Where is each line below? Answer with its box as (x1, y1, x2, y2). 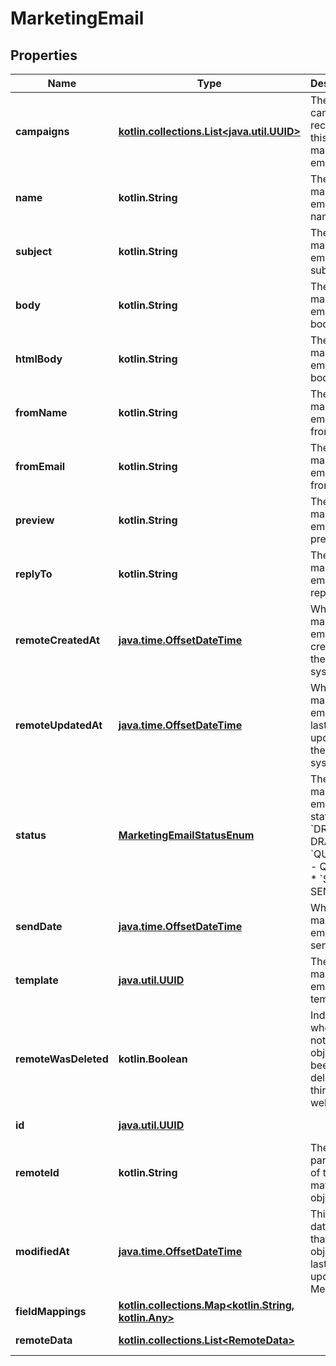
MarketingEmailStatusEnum (118, 828, 255, 842)
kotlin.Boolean (118, 1052, 188, 1066)
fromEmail (15, 460, 66, 473)
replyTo (15, 567, 53, 581)
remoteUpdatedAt (15, 718, 103, 732)
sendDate (15, 920, 63, 933)
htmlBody (15, 352, 63, 366)
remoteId (15, 1166, 60, 1179)
